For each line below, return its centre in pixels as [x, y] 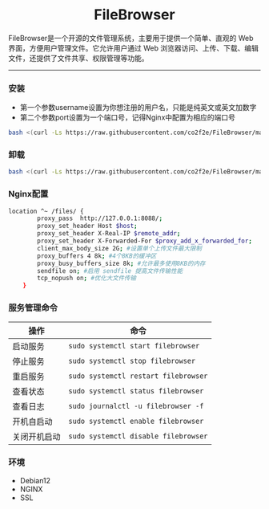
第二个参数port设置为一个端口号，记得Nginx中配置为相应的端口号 [128, 117]
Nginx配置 [28, 194]
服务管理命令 [33, 308]
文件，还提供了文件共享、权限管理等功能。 [78, 58]
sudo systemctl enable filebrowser [136, 421]
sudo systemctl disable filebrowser [138, 436]
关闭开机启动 [37, 437]
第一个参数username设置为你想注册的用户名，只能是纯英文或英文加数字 [138, 108]
